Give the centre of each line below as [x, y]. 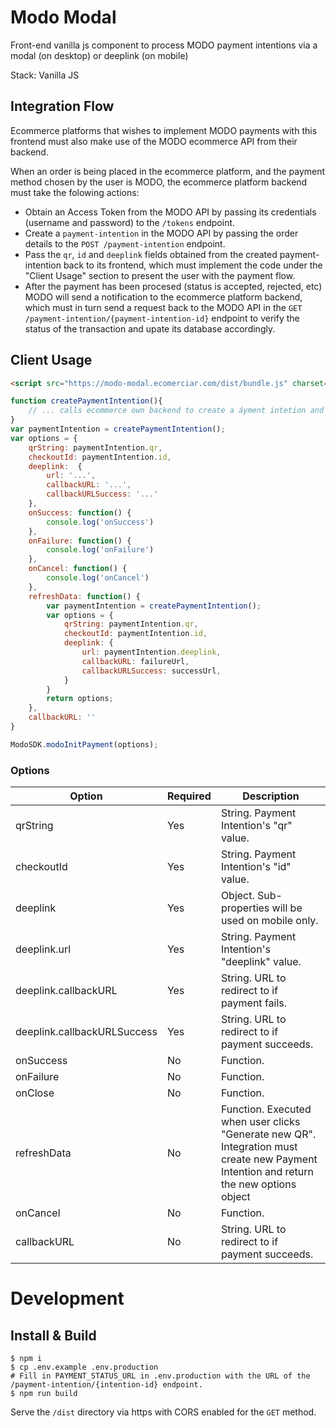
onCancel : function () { [78, 569]
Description [271, 796]
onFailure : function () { [80, 541]
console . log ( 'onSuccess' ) [100, 522]
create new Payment [269, 1159]
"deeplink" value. [261, 962]
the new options [258, 1184]
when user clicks [260, 1122]
